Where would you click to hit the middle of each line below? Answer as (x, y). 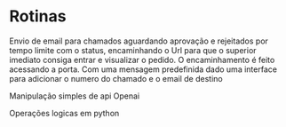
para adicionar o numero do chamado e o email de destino (116, 78)
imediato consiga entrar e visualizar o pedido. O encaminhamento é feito (142, 60)
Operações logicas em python (64, 113)
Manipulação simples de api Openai (75, 96)
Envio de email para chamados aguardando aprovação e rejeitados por (139, 41)
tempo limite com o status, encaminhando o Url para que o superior (133, 50)
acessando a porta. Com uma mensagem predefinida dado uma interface (143, 69)
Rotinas (38, 16)
